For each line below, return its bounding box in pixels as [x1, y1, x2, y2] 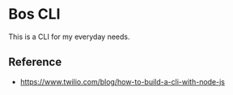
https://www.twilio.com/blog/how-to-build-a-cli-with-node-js [19, 76, 225, 86]
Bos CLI [8, 5, 61, 24]
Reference [8, 55, 62, 69]
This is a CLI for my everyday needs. [8, 32, 130, 41]
